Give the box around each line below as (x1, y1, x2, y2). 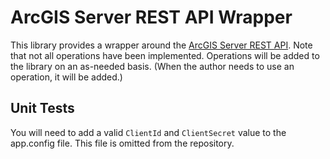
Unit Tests (10, 100, 75, 117)
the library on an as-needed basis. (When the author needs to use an (10, 60, 295, 72)
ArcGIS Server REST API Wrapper (10, 6, 293, 29)
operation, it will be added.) (10, 71, 123, 83)
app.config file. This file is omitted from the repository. (10, 137, 235, 149)
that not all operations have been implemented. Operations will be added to (10, 49, 320, 61)
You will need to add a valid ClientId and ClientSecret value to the (10, 126, 287, 138)
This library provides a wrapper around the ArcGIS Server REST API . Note (10, 39, 313, 51)
